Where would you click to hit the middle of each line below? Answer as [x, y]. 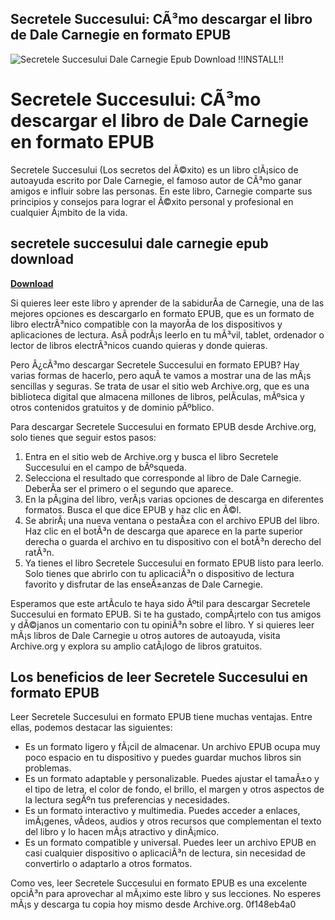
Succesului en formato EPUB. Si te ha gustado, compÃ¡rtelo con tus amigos [166, 614]
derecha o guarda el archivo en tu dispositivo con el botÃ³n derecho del [173, 541]
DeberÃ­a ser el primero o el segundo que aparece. [129, 488]
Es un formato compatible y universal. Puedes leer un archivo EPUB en [170, 843]
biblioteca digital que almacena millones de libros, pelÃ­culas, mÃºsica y [157, 396]
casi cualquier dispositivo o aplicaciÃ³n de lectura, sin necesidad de [165, 853]
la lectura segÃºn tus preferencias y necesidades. [127, 800]
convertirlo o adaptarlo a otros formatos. [108, 864]
